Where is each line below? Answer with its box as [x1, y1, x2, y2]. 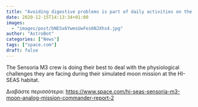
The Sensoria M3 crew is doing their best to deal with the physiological [6, 64, 180, 71]
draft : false [6, 48, 39, 53]
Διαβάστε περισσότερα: [6, 87, 65, 95]
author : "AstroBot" [6, 31, 55, 37]
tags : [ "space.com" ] [6, 42, 58, 48]
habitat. [20, 76, 40, 83]
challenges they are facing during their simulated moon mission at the [6, 70, 177, 77]
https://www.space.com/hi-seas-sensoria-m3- [65, 87, 181, 95]
